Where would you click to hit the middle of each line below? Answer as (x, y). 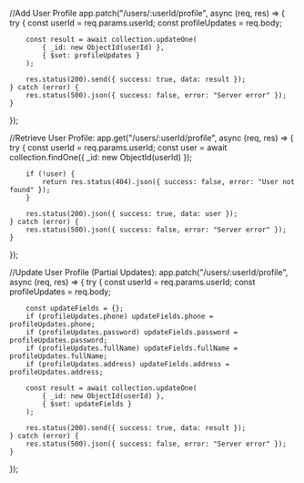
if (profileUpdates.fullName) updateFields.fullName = (132, 348)
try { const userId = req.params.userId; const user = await (118, 148)
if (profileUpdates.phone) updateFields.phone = (120, 316)
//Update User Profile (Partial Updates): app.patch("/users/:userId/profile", (149, 272)
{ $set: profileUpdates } (91, 56)
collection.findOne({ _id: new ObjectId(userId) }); (101, 157)
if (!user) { (51, 174)
